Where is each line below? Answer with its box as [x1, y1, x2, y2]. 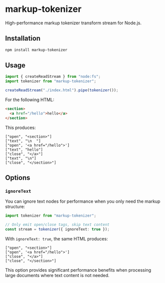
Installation [5, 34, 41, 43]
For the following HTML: [5, 97, 55, 103]
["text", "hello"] [5, 147, 43, 152]
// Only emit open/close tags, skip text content [5, 222, 110, 227]
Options [5, 173, 31, 182]
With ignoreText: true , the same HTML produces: [5, 236, 108, 241]
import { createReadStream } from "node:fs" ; [5, 74, 101, 79]
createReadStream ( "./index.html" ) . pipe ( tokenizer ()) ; [5, 88, 119, 93]
